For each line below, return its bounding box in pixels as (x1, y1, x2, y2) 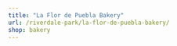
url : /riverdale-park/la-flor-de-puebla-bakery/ (8, 19, 170, 27)
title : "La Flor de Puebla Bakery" (8, 11, 125, 19)
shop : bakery (8, 26, 51, 34)
